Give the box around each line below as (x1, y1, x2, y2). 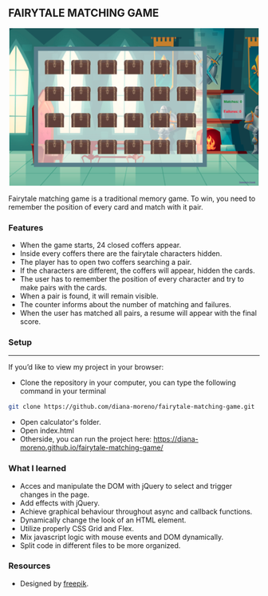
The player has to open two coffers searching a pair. (19, 258, 192, 267)
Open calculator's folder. (19, 418, 101, 427)
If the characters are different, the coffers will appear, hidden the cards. (19, 266, 255, 275)
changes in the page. (19, 490, 90, 499)
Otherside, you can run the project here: (19, 434, 152, 444)
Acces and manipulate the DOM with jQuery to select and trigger (19, 481, 233, 490)
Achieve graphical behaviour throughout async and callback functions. (19, 506, 253, 516)
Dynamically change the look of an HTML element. (19, 515, 187, 525)
